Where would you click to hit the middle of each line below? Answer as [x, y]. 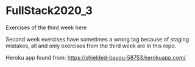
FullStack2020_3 [49, 11]
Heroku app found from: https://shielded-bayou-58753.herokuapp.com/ [96, 57]
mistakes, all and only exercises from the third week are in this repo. [91, 46]
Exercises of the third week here [46, 27]
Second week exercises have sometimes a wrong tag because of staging [97, 39]
